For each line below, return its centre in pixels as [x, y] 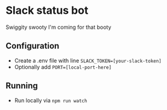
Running [22, 86]
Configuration [33, 46]
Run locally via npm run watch [51, 100]
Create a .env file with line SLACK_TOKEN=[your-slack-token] [88, 60]
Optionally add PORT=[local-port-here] [63, 67]
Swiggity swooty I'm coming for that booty [58, 27]
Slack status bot [47, 11]
